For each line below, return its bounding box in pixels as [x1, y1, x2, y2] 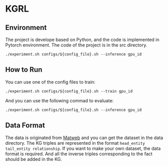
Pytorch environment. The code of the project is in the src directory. [5, 42, 147, 48]
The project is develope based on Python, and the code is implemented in [5, 36, 160, 43]
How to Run [5, 65, 43, 74]
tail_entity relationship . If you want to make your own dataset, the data [5, 145, 161, 151]
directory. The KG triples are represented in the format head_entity [5, 140, 145, 146]
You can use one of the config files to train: [5, 79, 95, 85]
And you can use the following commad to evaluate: [5, 97, 114, 104]
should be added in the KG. [5, 156, 62, 162]
